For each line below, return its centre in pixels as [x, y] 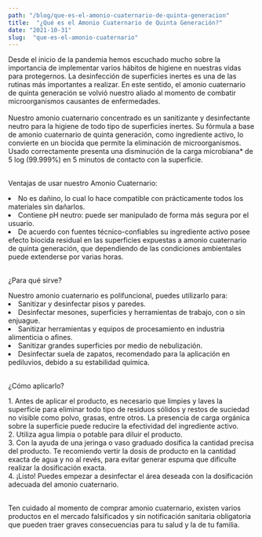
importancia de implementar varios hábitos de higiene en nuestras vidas [125, 68]
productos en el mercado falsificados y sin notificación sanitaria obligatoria [129, 517]
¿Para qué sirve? [35, 280]
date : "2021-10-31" [40, 30]
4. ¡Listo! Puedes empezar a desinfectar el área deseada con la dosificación [131, 477]
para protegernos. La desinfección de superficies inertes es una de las [122, 76]
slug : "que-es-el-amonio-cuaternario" [73, 37]
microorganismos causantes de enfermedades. [84, 101]
